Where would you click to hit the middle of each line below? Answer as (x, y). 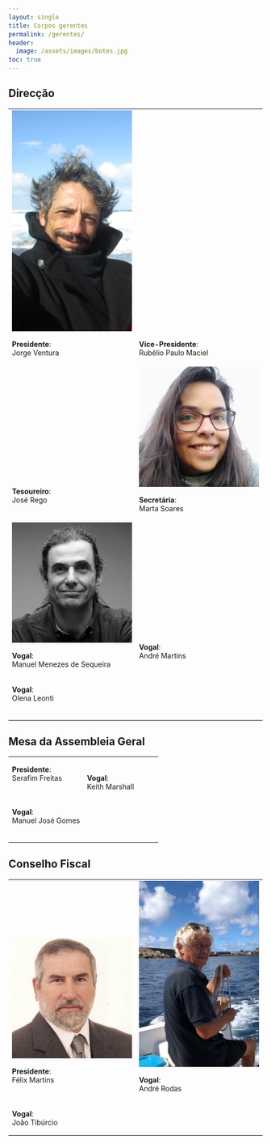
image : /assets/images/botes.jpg (72, 51)
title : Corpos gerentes (48, 25)
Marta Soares (161, 508)
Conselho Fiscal (50, 864)
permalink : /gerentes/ (46, 34)
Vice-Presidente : (169, 345)
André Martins (163, 655)
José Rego (29, 500)
